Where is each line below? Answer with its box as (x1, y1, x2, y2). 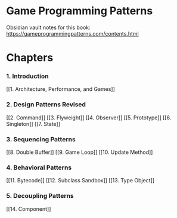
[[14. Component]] (6, 205, 51, 212)
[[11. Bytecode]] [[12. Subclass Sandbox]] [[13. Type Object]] (6, 177, 155, 184)
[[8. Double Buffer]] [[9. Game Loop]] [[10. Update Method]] (6, 149, 153, 156)
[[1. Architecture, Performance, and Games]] (6, 86, 115, 93)
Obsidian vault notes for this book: (6, 24, 91, 31)
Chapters (6, 51, 54, 65)
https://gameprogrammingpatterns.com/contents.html (6, 30, 139, 37)
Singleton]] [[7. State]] (6, 120, 61, 127)
